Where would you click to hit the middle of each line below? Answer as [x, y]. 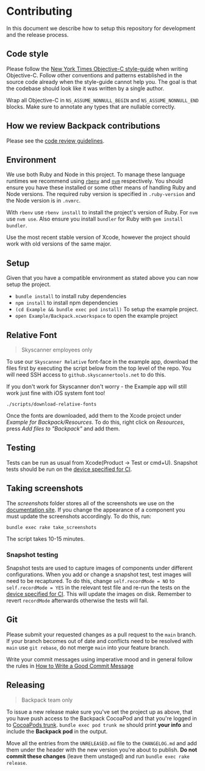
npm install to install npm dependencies [67, 303]
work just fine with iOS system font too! [56, 393]
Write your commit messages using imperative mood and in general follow [100, 659]
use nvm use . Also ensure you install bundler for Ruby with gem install [95, 219]
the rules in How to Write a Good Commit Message [70, 666]
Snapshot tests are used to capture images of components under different [99, 568]
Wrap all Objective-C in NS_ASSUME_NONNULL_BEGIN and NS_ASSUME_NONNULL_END [103, 100]
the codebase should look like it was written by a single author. [85, 88]
